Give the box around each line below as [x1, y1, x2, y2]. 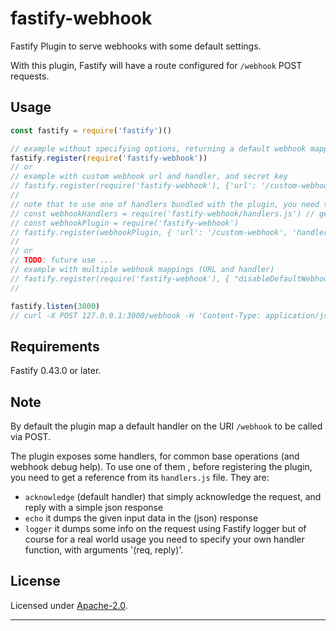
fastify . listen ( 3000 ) [10, 301, 101, 311]
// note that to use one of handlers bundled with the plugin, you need [10, 199, 320, 209]
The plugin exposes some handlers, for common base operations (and [10, 450, 300, 462]
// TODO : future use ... [10, 255, 114, 266]
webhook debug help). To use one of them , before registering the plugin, [10, 461, 313, 472]
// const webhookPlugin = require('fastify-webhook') [10, 218, 240, 228]
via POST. [10, 431, 52, 442]
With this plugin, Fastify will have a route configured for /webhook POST [10, 59, 303, 71]
